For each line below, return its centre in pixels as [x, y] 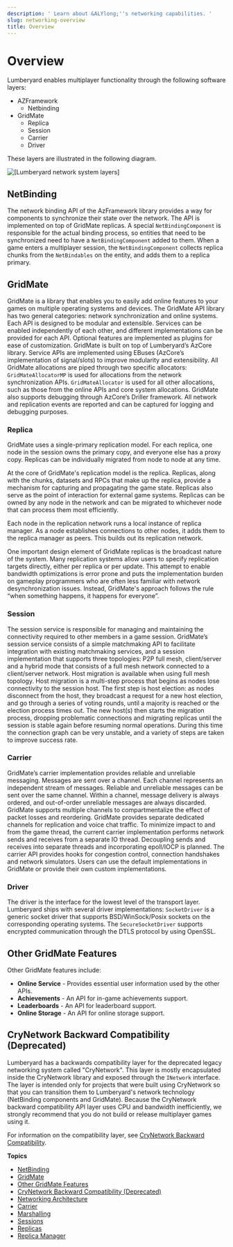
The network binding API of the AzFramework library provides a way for [110, 211]
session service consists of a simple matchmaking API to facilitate [101, 644]
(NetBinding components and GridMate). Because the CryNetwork [102, 1099]
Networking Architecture [52, 1198]
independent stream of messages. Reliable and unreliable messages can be [115, 787]
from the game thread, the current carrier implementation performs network [115, 832]
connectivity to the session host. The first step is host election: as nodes [111, 688]
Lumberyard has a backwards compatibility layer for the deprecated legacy [114, 1062]
